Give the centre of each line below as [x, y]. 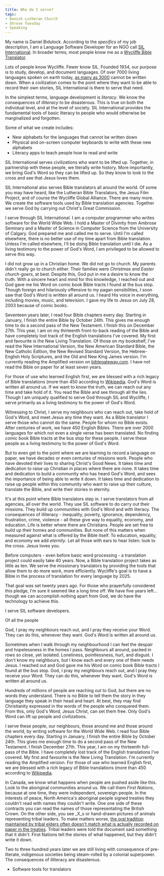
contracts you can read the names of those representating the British [75, 809]
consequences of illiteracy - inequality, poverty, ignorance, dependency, [78, 515]
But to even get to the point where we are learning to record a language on [80, 453]
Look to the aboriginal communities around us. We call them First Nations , [80, 788]
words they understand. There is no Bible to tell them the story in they [75, 696]
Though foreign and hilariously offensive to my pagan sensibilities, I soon [79, 290]
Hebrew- [139, 352]
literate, [13, 854]
